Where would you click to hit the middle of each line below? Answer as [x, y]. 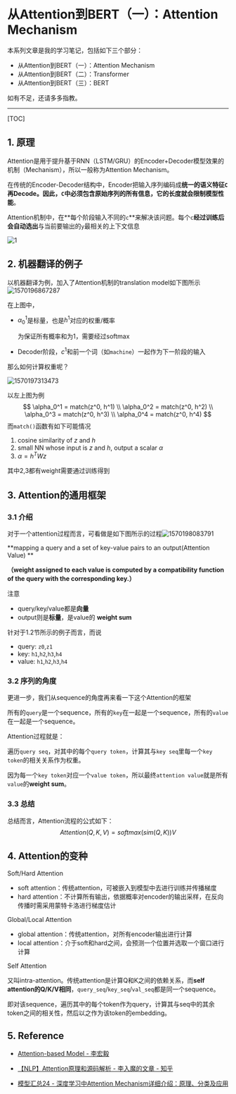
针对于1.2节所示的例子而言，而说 [54, 632]
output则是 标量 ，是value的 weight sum [74, 617]
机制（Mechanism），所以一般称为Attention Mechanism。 [90, 169]
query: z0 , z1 [35, 646]
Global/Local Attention [40, 920]
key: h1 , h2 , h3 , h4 [40, 654]
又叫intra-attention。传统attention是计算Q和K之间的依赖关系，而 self [106, 981]
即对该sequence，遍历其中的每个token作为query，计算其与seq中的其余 [111, 1004]
